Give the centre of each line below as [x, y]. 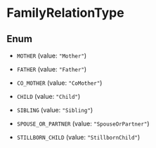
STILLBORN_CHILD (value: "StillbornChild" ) [78, 137]
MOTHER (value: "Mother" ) [52, 55]
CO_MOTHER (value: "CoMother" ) [59, 83]
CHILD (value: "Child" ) [48, 96]
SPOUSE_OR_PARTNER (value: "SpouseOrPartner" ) [83, 123]
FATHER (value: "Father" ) [52, 69]
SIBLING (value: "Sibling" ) [54, 110]
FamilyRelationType [65, 13]
